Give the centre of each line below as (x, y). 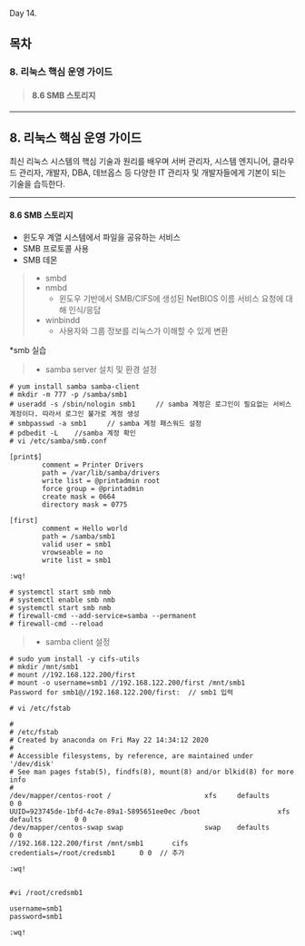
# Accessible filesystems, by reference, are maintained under (132, 756)
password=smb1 (36, 916)
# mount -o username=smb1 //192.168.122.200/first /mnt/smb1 (128, 683)
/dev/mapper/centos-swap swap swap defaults (140, 827)
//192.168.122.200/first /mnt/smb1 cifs (99, 843)
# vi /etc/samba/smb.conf (58, 441)
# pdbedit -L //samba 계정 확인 (73, 433)
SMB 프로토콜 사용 (55, 248)
